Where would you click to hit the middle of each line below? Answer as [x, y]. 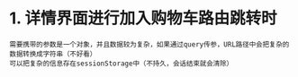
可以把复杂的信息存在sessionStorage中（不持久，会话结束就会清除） [122, 64]
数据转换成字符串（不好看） [53, 54]
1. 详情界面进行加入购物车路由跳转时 [143, 18]
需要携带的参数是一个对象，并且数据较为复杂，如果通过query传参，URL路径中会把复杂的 [149, 44]
